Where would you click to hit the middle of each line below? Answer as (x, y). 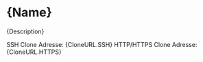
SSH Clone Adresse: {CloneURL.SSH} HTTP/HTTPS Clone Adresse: (102, 44)
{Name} (29, 13)
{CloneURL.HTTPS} (34, 52)
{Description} (25, 31)
